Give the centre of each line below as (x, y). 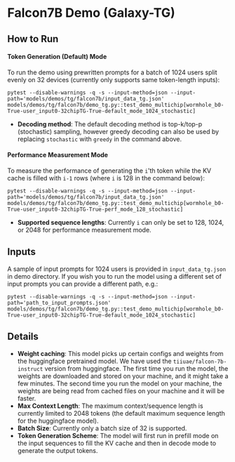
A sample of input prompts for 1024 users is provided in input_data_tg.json (117, 269)
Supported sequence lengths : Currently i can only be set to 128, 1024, (121, 222)
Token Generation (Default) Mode (57, 57)
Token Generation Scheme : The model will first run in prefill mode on (118, 435)
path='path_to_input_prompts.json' (59, 303)
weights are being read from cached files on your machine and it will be (121, 390)
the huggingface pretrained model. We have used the (94, 361)
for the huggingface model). (58, 421)
